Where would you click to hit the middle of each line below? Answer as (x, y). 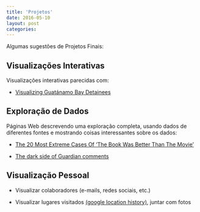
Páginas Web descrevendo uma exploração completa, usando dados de (97, 126)
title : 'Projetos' (30, 12)
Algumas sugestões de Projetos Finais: (55, 46)
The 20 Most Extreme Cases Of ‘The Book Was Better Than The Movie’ (104, 144)
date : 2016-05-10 (28, 18)
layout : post (23, 23)
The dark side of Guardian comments (62, 156)
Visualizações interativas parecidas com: (58, 81)
